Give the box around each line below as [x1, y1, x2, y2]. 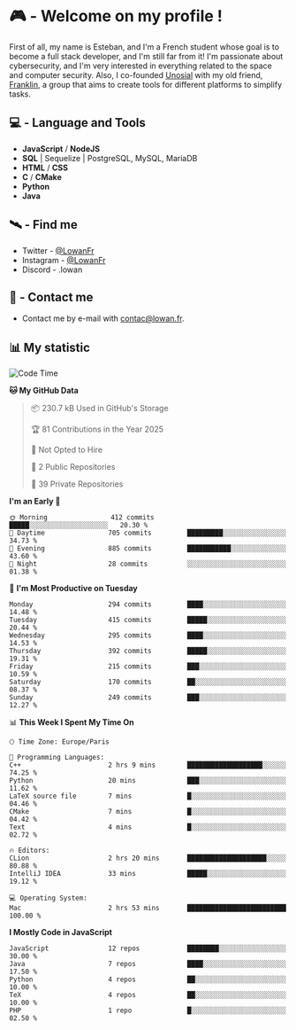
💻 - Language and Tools [9, 115, 146, 130]
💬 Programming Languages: [9, 753, 104, 762]
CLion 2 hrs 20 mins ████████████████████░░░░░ [9, 854, 287, 863]
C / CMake [21, 171, 62, 182]
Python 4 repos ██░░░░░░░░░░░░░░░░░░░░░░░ [9, 975, 287, 984]
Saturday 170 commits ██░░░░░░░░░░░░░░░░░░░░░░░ [9, 678, 287, 687]
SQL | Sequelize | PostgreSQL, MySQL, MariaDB [21, 152, 198, 163]
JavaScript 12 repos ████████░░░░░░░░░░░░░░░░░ [9, 944, 287, 953]
